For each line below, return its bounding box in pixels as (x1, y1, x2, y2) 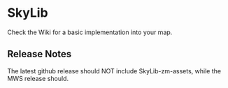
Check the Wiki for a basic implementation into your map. (7, 28, 173, 36)
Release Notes (7, 48, 72, 60)
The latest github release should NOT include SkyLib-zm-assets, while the (7, 66, 222, 75)
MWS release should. (7, 74, 69, 82)
